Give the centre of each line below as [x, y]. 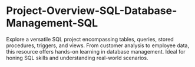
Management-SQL [52, 23]
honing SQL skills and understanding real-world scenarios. [77, 58]
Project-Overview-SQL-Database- [92, 11]
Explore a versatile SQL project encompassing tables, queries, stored [90, 39]
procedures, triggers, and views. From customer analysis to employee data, [98, 45]
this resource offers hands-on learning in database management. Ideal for [96, 51]
